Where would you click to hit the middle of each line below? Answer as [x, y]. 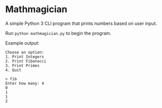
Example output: [22, 43]
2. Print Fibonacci [26, 61]
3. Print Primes [22, 65]
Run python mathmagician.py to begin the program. [58, 33]
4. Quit [13, 70]
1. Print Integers [25, 57]
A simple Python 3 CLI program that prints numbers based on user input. [81, 23]
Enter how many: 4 [25, 83]
